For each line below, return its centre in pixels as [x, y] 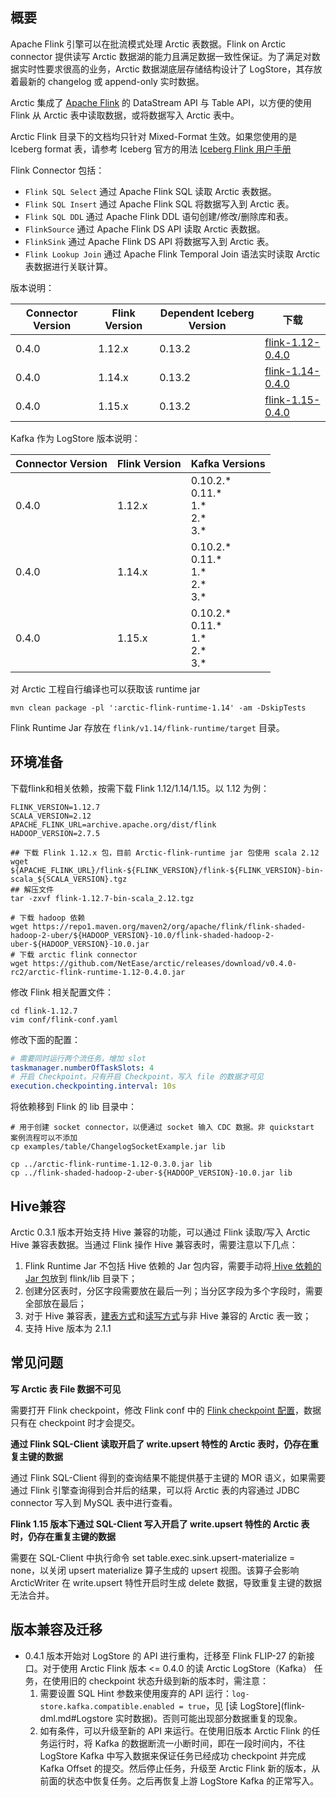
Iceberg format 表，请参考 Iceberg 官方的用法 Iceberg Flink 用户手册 [151, 149]
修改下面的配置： [45, 1039]
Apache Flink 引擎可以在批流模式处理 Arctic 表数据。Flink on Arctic [148, 44]
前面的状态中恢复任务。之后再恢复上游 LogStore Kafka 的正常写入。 [179, 1780]
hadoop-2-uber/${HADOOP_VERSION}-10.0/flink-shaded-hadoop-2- [142, 935]
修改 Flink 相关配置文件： [62, 992]
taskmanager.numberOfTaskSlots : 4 [82, 1068]
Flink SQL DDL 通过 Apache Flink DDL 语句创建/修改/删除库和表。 [159, 216]
